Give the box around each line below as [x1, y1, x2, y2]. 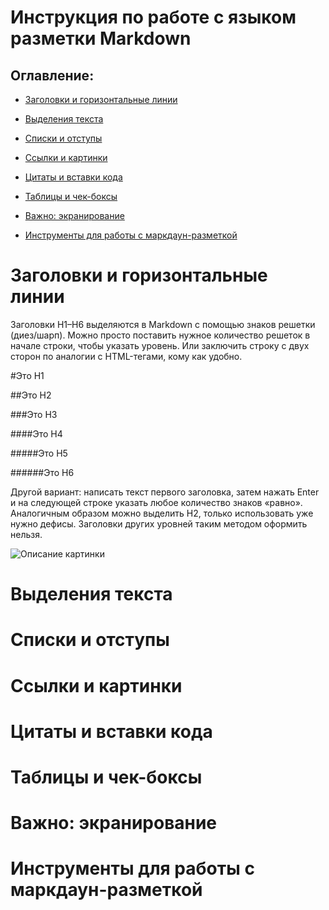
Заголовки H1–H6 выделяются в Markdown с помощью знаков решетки [10, 318, 316, 330]
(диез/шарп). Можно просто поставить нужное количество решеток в [10, 329, 311, 341]
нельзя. [10, 528, 43, 540]
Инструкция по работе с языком [10, 6, 297, 29]
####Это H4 [10, 427, 63, 440]
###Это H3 [10, 408, 58, 420]
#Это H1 [10, 369, 45, 381]
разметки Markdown [10, 27, 192, 50]
